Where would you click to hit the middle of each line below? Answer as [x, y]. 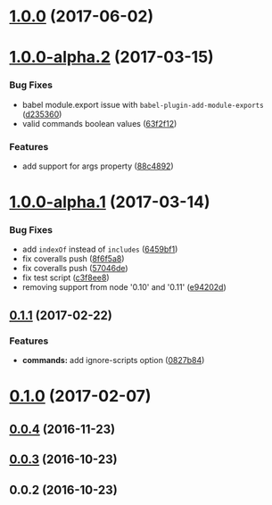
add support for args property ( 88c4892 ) [98, 166]
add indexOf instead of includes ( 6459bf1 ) [100, 249]
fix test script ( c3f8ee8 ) [66, 277]
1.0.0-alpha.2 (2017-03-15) [111, 58]
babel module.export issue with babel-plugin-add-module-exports [143, 104]
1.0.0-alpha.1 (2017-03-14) [110, 202]
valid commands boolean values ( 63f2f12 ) [99, 123]
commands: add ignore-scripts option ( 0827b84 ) [113, 360]
